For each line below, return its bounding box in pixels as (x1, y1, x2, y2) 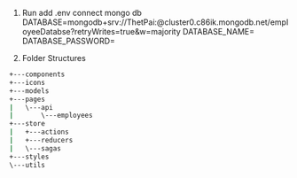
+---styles (9, 152, 50, 161)
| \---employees (9, 111, 93, 120)
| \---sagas (9, 143, 62, 153)
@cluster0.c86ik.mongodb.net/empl (156, 17, 289, 27)
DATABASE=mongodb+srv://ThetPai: (21, 17, 158, 27)
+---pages (9, 95, 46, 104)
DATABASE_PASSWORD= (21, 35, 115, 46)
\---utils (9, 160, 46, 169)
